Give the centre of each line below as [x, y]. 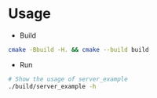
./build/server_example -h [52, 86]
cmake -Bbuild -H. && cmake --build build [78, 49]
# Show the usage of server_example [68, 79]
